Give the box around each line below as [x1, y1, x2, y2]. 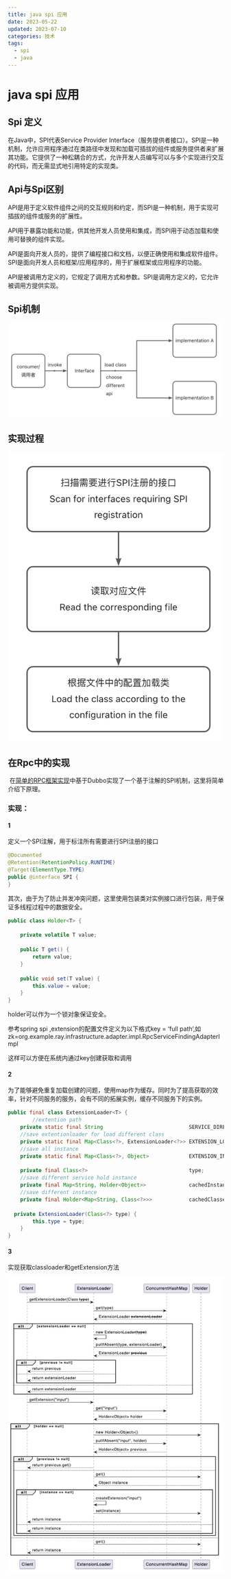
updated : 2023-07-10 [8, 25, 67, 32]
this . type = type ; [32, 1218, 85, 1225]
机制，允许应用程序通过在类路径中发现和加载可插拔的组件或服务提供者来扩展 [8, 144, 224, 152]
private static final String [20, 1124, 104, 1131]
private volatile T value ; [20, 932, 97, 939]
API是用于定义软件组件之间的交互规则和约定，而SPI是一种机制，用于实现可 [8, 203, 219, 211]
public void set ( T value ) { [20, 975, 100, 982]
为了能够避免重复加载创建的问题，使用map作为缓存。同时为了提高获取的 [8, 1086, 212, 1095]
